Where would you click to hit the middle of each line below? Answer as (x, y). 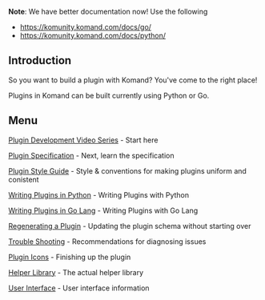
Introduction (40, 60)
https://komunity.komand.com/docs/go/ (86, 27)
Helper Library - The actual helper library (76, 272)
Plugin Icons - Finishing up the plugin (70, 257)
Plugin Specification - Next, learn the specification (91, 155)
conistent (24, 179)
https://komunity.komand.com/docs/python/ (93, 36)
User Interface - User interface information (79, 288)
